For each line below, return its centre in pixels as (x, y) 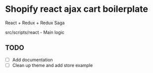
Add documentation (32, 60)
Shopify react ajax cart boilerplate (77, 9)
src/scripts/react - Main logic (35, 32)
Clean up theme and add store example (52, 65)
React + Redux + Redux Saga (35, 23)
